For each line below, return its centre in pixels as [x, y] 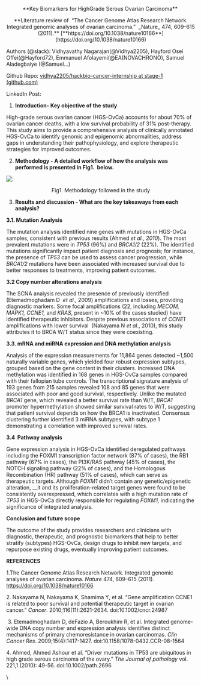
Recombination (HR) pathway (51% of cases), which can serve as [87, 475]
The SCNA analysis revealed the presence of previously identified [88, 294]
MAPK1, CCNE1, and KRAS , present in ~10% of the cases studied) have [94, 313]
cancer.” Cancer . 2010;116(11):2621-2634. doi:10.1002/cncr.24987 [87, 610]
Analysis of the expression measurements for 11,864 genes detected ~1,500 [100, 355]
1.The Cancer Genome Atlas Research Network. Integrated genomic [90, 573]
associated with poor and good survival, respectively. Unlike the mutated [96, 394]
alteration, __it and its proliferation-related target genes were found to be [96, 487]
